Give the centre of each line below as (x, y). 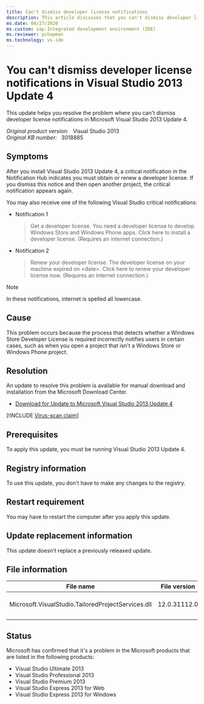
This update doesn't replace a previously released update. (79, 550)
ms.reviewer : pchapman (35, 35)
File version (178, 587)
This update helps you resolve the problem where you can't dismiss (91, 112)
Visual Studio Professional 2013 (54, 675)
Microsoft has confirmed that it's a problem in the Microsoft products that (98, 651)
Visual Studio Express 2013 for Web (60, 688)
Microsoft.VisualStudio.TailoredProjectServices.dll (80, 604)
